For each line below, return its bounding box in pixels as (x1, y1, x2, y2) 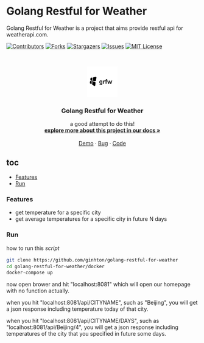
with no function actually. (6, 287, 70, 294)
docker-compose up (6, 269, 53, 276)
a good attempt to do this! (69, 120, 135, 128)
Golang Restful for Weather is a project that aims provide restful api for (6, 24, 184, 32)
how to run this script (6, 244, 60, 252)
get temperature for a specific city (15, 209, 102, 217)
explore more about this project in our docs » (44, 126, 161, 134)
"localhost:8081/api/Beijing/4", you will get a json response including (6, 324, 178, 331)
